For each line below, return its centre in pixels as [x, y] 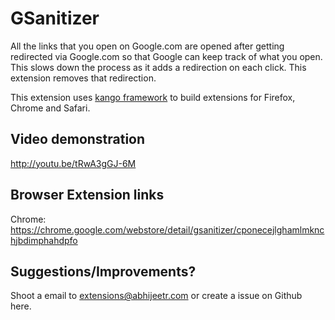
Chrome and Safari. [50, 108]
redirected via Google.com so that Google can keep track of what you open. [166, 56]
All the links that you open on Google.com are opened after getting [147, 46]
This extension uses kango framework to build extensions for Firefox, [153, 97]
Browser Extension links [87, 195]
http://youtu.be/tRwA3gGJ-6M [73, 163]
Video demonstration [78, 139]
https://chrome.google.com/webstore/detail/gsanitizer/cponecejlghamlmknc [167, 229]
